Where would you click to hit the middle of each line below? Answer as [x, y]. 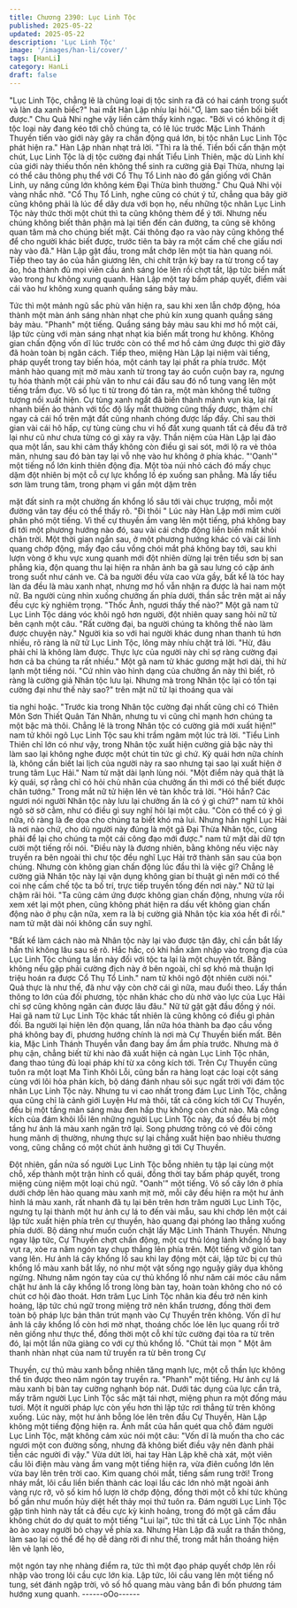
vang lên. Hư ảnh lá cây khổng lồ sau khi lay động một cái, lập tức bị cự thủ [146, 1258]
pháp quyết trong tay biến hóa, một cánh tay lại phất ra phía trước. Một [138, 362]
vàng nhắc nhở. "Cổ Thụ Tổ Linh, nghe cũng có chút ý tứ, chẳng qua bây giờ [148, 194]
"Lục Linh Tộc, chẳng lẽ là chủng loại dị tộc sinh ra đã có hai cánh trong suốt [148, 100]
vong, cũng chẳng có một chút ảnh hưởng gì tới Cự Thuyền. [118, 1147]
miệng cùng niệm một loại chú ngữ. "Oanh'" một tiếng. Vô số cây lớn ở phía [146, 1183]
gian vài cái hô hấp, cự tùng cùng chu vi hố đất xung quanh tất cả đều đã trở [148, 428]
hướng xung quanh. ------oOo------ [75, 1594]
